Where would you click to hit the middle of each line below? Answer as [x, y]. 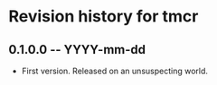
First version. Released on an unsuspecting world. [115, 71]
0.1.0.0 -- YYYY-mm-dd [77, 50]
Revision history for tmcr [104, 17]
